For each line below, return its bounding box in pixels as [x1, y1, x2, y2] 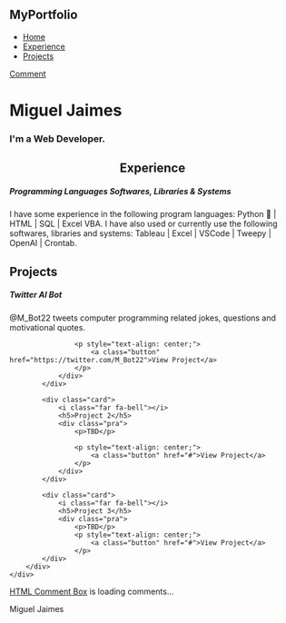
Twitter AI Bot [9, 290, 63, 301]
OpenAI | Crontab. [9, 238, 77, 249]
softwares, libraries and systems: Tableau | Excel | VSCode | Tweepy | [9, 228, 272, 239]
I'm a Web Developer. [9, 132, 106, 144]
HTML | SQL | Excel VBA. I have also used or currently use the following [9, 218, 279, 230]
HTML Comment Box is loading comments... [9, 586, 174, 597]
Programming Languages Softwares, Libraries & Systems [9, 185, 232, 196]
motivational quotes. [9, 321, 86, 332]
